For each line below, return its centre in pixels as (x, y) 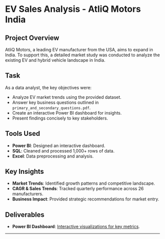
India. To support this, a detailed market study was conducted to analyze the (82, 55)
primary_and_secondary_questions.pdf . (51, 108)
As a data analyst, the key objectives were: (48, 87)
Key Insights (25, 172)
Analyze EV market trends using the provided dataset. (67, 97)
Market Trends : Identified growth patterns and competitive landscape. (83, 183)
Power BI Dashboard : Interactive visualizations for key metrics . (76, 227)
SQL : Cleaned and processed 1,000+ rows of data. (63, 151)
